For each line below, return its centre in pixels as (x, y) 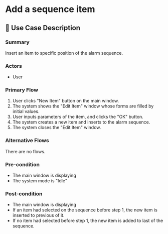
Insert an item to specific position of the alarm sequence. (64, 53)
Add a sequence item (50, 9)
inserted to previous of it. (38, 215)
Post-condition (24, 193)
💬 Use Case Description (43, 28)
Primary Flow (22, 90)
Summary (18, 42)
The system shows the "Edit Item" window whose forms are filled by (83, 106)
